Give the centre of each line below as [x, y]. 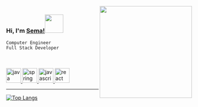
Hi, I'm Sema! [26, 31]
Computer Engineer [29, 43]
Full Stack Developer [33, 48]
